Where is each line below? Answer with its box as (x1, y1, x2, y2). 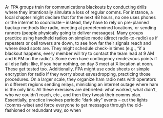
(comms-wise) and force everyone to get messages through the (5, 102, 134, 108)
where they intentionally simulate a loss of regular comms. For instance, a (5, 9, 153, 15)
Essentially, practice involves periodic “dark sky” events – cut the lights (5, 97, 148, 102)
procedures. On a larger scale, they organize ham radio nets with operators (5, 76, 156, 82)
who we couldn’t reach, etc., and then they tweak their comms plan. (5, 92, 142, 98)
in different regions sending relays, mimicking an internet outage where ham (5, 82, 159, 87)
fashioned (5, 107, 25, 113)
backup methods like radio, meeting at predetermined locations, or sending (5, 25, 157, 31)
